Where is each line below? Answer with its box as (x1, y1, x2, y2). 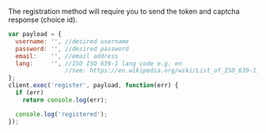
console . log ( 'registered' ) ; (15, 110, 108, 118)
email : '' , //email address (15, 52, 119, 60)
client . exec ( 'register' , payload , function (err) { (8, 82, 179, 90)
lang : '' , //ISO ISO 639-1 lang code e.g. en (15, 59, 182, 68)
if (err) (15, 89, 44, 97)
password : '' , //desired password (15, 45, 129, 53)
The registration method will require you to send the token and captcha (8, 7, 240, 16)
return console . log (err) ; (22, 96, 108, 104)
